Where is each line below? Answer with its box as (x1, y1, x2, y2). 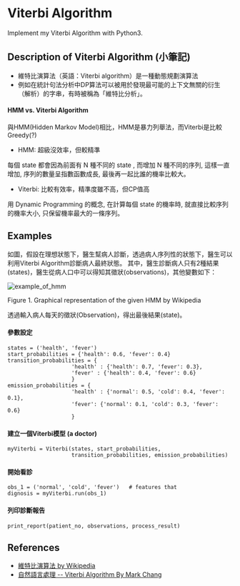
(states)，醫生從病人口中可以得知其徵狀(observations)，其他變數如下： (7, 268, 217, 276)
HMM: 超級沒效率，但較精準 (17, 145, 101, 154)
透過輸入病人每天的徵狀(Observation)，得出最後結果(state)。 (7, 310, 186, 319)
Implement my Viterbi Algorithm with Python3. (7, 29, 143, 37)
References (7, 541, 60, 554)
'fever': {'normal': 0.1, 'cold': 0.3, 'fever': (71, 400, 219, 408)
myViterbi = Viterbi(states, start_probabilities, (7, 445, 161, 453)
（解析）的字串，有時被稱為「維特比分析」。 (17, 89, 146, 98)
